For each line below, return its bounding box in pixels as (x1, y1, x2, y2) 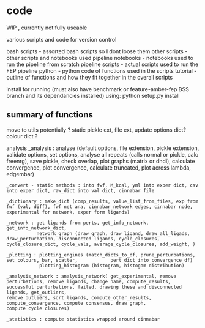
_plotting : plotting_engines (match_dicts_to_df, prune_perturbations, (6, 252, 196, 258)
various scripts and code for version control (6, 35, 117, 43)
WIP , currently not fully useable (6, 24, 88, 31)
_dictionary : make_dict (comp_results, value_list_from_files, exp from (6, 198, 199, 204)
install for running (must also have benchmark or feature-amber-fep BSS (6, 85, 190, 92)
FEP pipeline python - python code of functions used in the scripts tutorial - (6, 67, 197, 74)
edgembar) (6, 170, 35, 177)
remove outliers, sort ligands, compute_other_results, (6, 294, 152, 300)
